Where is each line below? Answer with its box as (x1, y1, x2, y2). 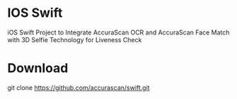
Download (7, 60, 69, 77)
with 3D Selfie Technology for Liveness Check (7, 35, 142, 44)
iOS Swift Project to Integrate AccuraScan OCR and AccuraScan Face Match (7, 28, 230, 37)
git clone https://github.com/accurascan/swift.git (7, 83, 150, 92)
